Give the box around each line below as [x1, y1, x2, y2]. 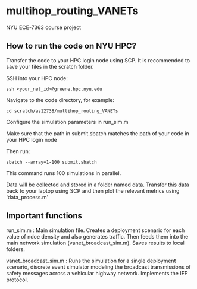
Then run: [6, 147, 30, 155]
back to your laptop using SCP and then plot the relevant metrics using [6, 187, 180, 194]
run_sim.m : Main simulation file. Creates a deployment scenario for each [6, 227, 185, 234]
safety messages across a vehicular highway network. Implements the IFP [6, 269, 188, 277]
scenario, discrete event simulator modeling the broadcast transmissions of [6, 263, 192, 271]
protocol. [6, 276, 29, 283]
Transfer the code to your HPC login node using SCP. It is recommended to [6, 56, 190, 63]
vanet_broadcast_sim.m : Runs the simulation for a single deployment [6, 257, 176, 264]
